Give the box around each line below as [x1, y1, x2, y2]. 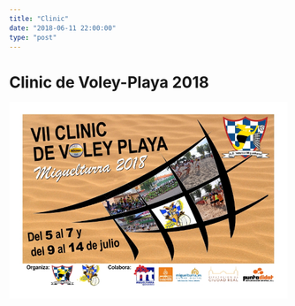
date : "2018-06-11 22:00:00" [9, 23, 117, 33]
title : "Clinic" [9, 14, 69, 23]
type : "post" [9, 33, 57, 42]
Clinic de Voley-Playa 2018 [9, 72, 209, 92]
